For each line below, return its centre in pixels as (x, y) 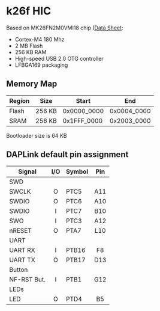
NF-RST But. (28, 279)
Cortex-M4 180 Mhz (40, 39)
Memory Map (32, 84)
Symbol (77, 171)
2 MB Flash (29, 46)
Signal (27, 171)
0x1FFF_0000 (83, 120)
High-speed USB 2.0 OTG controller (59, 58)
